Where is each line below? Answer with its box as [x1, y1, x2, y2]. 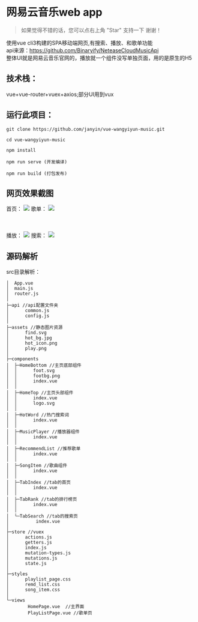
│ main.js [6, 286, 34, 292]
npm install [6, 147, 36, 153]
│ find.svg [6, 330, 47, 336]
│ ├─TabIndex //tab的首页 [6, 480, 71, 486]
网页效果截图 [6, 188, 54, 198]
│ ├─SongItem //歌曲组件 [6, 463, 68, 469]
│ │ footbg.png [6, 373, 61, 379]
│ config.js [6, 313, 50, 319]
